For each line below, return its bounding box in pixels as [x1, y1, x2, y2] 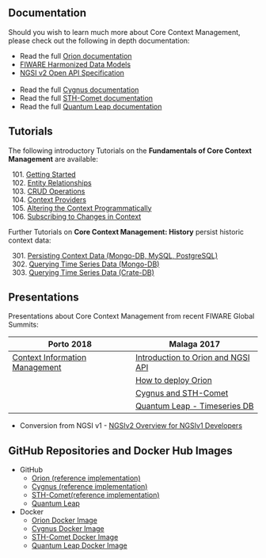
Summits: [8, 320, 40, 330]
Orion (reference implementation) [31, 473, 141, 483]
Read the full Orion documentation [19, 51, 132, 60]
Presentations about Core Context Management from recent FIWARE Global [8, 311, 255, 321]
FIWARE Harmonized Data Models [19, 59, 131, 69]
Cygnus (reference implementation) [31, 482, 148, 491]
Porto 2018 [47, 338, 93, 350]
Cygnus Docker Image [31, 524, 104, 533]
